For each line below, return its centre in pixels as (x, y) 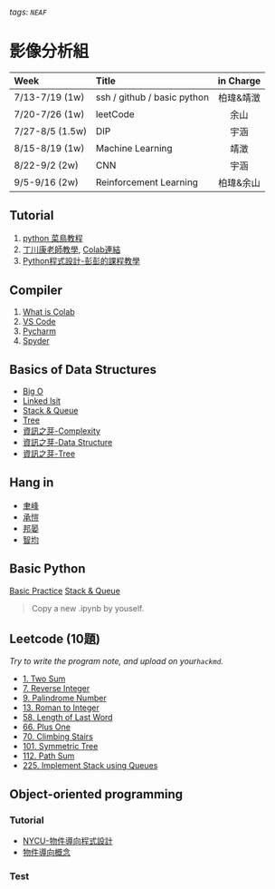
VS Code (39, 322)
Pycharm (39, 331)
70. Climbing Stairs (57, 737)
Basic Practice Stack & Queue (65, 591)
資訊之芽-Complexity (62, 431)
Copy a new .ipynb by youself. (88, 608)
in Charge (239, 81)
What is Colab (48, 312)
